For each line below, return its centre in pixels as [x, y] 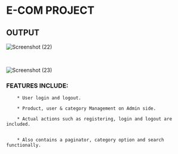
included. [19, 124]
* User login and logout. [49, 98]
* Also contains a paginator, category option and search [90, 140]
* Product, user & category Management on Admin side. [87, 108]
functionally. [24, 145]
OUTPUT [23, 33]
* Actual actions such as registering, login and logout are [94, 119]
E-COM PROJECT [50, 10]
